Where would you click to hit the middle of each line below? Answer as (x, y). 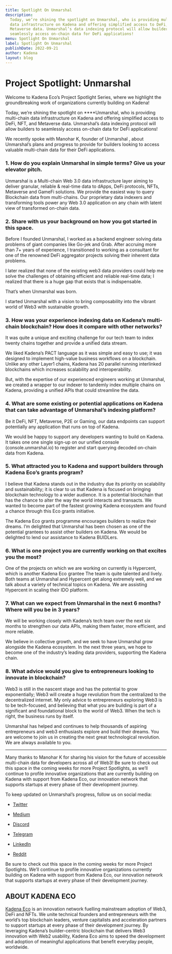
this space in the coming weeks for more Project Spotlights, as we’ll (77, 768)
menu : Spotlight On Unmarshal (38, 39)
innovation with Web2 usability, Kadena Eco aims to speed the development (85, 936)
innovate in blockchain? (36, 678)
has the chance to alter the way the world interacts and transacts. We (79, 500)
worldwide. (17, 947)
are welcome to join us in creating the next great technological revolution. (83, 737)
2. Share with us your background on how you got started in (81, 221)
